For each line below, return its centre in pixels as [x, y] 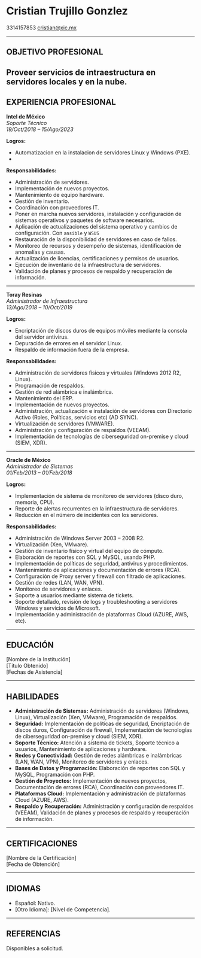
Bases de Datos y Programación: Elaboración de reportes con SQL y [100, 768]
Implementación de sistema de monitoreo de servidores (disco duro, [99, 495]
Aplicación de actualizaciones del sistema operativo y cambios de [96, 226]
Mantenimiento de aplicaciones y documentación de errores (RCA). [98, 570]
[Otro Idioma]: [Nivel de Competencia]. [63, 909]
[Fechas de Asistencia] [34, 672]
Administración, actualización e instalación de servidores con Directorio [103, 410]
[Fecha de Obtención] [33, 864]
